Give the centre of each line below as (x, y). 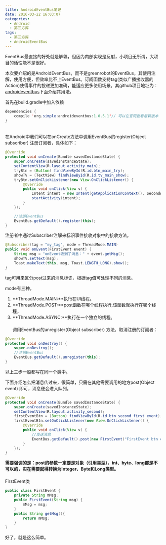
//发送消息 (41, 435)
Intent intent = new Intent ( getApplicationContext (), (88, 194)
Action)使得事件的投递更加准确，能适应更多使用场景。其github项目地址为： (82, 85)
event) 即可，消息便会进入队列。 (38, 388)
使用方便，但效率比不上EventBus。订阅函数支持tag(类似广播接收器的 (84, 79)
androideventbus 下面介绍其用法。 (40, 91)
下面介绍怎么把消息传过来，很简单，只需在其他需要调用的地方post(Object (80, 382)
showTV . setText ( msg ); (36, 258)
